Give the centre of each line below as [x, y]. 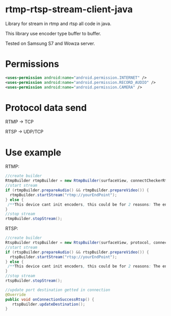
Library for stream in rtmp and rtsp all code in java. [58, 24]
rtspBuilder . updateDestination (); [49, 304]
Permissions [32, 64]
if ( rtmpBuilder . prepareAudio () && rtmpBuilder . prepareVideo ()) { [77, 190]
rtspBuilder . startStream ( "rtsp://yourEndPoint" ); [63, 257]
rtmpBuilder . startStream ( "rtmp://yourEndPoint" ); [63, 195]
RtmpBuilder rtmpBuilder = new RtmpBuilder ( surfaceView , [67, 181]
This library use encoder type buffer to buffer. [53, 33]
